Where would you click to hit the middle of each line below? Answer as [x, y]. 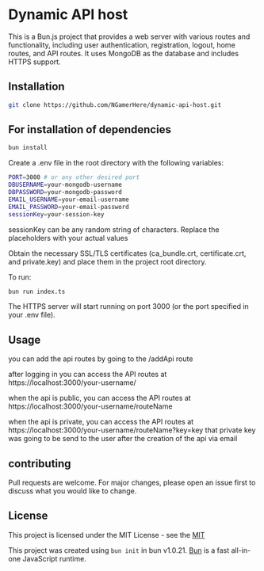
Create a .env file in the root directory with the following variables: [116, 163]
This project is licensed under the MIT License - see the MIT [107, 535]
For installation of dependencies [90, 129]
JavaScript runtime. [55, 558]
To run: [20, 277]
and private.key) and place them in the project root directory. [108, 261]
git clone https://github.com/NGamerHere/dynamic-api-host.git [115, 105]
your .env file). [32, 315]
